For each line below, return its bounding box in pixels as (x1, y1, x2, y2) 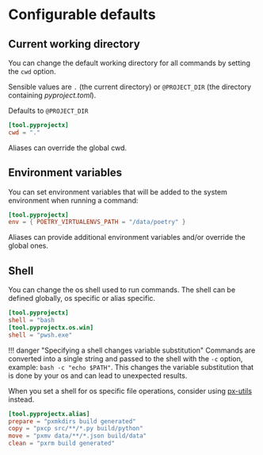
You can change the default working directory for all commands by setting (8, 58, 251, 67)
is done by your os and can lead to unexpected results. (8, 371, 188, 380)
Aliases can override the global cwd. (8, 143, 128, 152)
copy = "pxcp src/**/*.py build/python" (8, 425, 144, 433)
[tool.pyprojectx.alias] (8, 410, 90, 418)
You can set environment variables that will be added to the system (8, 187, 227, 196)
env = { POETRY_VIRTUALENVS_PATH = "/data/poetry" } (8, 218, 186, 226)
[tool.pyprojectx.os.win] (8, 323, 93, 331)
